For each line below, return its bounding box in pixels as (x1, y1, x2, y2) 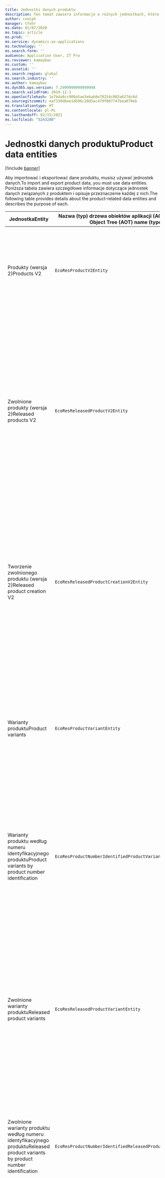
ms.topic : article (5, 30, 43, 35)
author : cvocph (5, 16, 36, 21)
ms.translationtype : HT (5, 103, 54, 108)
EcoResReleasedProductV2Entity (55, 408, 128, 414)
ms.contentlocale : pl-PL (5, 108, 56, 113)
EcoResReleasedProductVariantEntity (55, 1006, 141, 1012)
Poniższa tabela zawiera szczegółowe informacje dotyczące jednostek (5, 185, 148, 191)
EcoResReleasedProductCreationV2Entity (55, 579, 148, 585)
